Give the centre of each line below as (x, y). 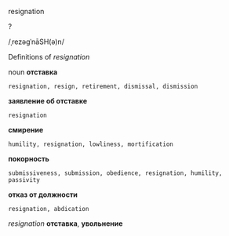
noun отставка (33, 72)
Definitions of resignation (49, 57)
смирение (26, 130)
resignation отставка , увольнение (65, 223)
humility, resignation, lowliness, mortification (91, 144)
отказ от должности (43, 194)
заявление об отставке (48, 101)
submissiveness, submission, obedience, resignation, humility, (115, 173)
